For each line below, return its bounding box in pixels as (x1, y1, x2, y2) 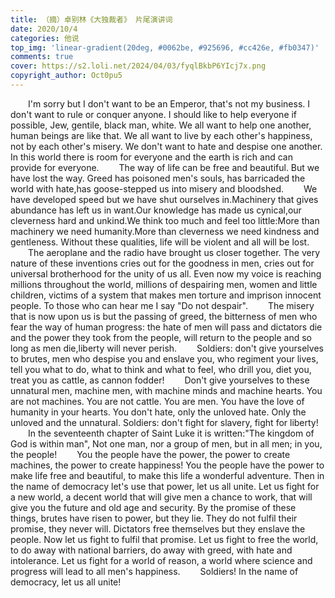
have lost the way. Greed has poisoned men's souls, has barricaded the (10, 172, 306, 184)
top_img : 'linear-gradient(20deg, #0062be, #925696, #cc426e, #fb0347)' (10, 42, 320, 53)
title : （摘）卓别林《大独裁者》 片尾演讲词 (10, 14, 173, 25)
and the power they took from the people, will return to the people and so (10, 331, 312, 343)
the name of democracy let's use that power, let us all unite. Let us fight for (10, 480, 320, 492)
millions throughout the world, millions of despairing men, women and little (10, 278, 318, 290)
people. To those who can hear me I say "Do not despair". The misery (10, 299, 315, 311)
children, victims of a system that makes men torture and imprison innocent (10, 289, 322, 301)
